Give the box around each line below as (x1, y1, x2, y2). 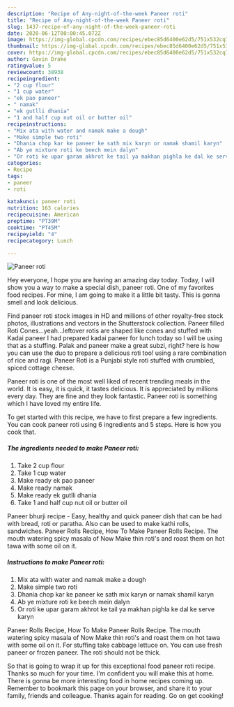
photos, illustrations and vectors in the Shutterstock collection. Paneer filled (7, 319, 224, 328)
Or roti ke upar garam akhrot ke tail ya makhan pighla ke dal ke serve (17, 605, 215, 613)
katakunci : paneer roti (7, 198, 77, 205)
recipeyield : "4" (7, 231, 58, 238)
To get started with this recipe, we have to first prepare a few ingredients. (7, 413, 218, 421)
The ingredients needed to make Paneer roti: (7, 444, 139, 452)
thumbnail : (7, 43, 39, 50)
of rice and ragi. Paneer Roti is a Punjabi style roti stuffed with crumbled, (7, 356, 215, 365)
